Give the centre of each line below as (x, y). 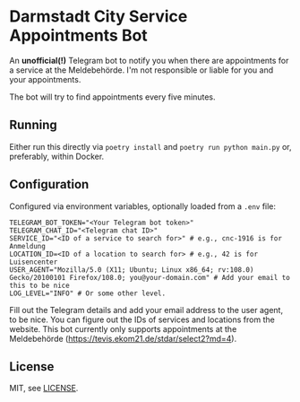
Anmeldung (28, 246)
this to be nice (39, 285)
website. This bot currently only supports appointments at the (123, 328)
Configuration (49, 184)
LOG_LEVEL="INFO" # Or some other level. (88, 293)
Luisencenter (34, 262)
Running (34, 125)
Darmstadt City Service (99, 17)
